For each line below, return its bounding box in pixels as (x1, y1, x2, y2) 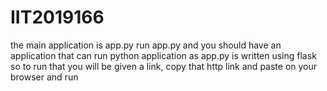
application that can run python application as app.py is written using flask (10, 49, 317, 61)
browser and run (10, 71, 79, 83)
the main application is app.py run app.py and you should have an (10, 39, 282, 51)
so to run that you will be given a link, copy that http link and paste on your (10, 60, 318, 72)
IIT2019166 (10, 6, 105, 29)
